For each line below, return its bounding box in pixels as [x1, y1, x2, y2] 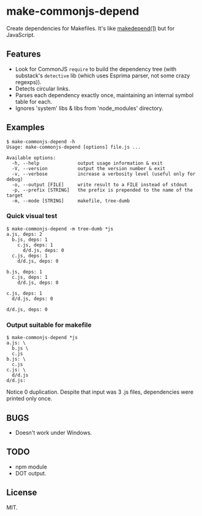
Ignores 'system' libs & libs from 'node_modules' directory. [15, 104, 164, 112]
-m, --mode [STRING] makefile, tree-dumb [12, 198, 130, 204]
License [6, 487, 37, 498]
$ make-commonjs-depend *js [6, 335, 78, 341]
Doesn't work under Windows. [15, 429, 92, 436]
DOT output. [15, 469, 47, 477]
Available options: [6, 155, 56, 161]
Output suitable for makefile [6, 321, 92, 329]
